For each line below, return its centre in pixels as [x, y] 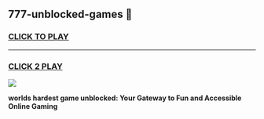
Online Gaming [33, 106]
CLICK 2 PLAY [35, 66]
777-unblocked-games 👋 [70, 14]
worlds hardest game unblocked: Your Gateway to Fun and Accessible [125, 98]
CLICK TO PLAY [38, 37]
